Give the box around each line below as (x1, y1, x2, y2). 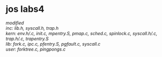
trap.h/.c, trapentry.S (5, 36, 49, 42)
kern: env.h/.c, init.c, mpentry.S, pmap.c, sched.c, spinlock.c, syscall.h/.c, (5, 30, 157, 36)
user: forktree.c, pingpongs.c (5, 46, 66, 52)
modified (5, 20, 24, 26)
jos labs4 (5, 3, 44, 15)
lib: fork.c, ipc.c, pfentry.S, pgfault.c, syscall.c (5, 41, 100, 47)
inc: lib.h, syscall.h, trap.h (5, 25, 59, 31)
